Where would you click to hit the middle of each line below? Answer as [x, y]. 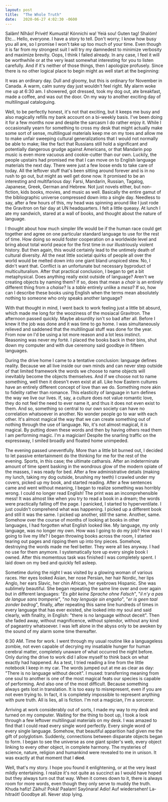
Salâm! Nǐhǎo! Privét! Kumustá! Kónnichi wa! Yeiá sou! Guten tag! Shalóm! [81, 34]
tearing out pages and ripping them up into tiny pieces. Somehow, [73, 541]
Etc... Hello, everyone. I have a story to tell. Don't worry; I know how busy [81, 39]
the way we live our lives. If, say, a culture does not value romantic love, [79, 398]
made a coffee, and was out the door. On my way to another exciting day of [83, 97]
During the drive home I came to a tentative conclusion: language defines [81, 360]
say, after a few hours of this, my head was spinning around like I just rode [82, 203]
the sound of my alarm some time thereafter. [51, 631]
